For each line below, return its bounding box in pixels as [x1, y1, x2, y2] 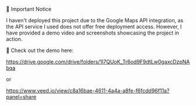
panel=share [6, 94, 37, 100]
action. [6, 36, 23, 42]
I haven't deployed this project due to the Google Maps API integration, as [6, 17, 184, 23]
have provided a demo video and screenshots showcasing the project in [6, 29, 180, 36]
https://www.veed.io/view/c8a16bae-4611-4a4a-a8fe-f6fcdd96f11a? [6, 87, 170, 94]
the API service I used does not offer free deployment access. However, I [6, 23, 182, 30]
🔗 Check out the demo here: [6, 47, 74, 54]
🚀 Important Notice [6, 6, 51, 12]
